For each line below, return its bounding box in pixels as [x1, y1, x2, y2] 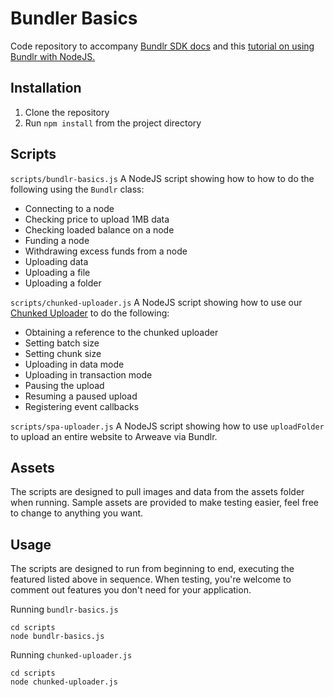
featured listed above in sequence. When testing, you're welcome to [10, 573, 292, 586]
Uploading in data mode [24, 358, 125, 370]
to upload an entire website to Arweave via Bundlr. [10, 430, 218, 442]
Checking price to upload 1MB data [24, 213, 170, 225]
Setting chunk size [24, 347, 102, 359]
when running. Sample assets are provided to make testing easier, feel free [10, 497, 319, 509]
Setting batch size [24, 337, 100, 349]
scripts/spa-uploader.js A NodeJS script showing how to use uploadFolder [10, 420, 325, 432]
